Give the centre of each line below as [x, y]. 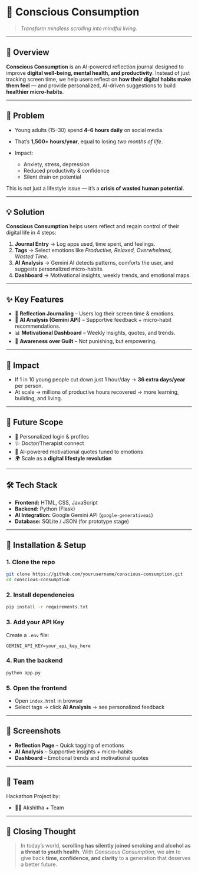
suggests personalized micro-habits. [59, 269]
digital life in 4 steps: [32, 233]
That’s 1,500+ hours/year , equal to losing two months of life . [89, 141]
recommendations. [37, 326]
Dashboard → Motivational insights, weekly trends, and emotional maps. [103, 275]
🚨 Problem [25, 116]
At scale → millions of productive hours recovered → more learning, [97, 392]
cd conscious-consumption [38, 580]
